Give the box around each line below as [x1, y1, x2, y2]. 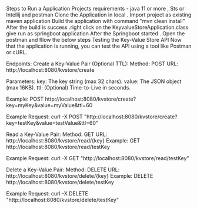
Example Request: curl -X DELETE [6, 190, 89, 197]
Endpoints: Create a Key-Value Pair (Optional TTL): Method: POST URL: [6, 60, 179, 67]
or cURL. [6, 49, 28, 55]
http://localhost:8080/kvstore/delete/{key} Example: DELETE [6, 172, 153, 179]
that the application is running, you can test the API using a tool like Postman [6, 42, 192, 49]
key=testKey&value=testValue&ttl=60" [6, 120, 99, 126]
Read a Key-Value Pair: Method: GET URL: [6, 131, 108, 138]
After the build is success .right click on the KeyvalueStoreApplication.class [6, 24, 189, 31]
